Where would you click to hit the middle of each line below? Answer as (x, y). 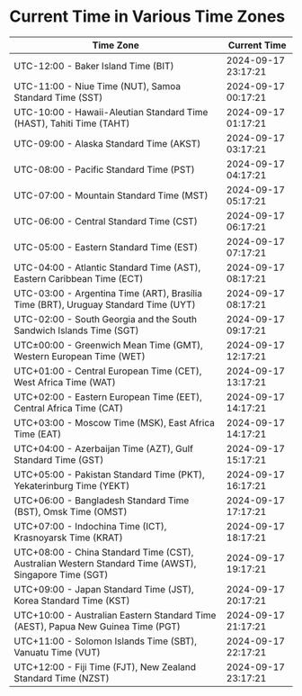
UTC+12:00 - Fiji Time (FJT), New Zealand (105, 666)
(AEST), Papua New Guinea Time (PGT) (98, 626)
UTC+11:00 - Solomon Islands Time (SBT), (106, 641)
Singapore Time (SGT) (61, 574)
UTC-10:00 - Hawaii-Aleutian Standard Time (111, 112)
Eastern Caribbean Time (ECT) (79, 278)
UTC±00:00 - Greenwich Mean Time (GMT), (109, 345)
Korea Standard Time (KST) (72, 601)
